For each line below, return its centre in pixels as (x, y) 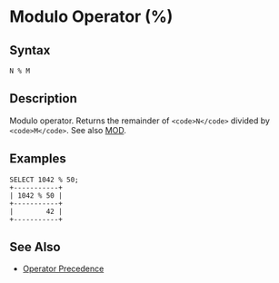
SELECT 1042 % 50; (44, 180)
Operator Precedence (63, 268)
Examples (38, 159)
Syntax (30, 50)
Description (43, 98)
